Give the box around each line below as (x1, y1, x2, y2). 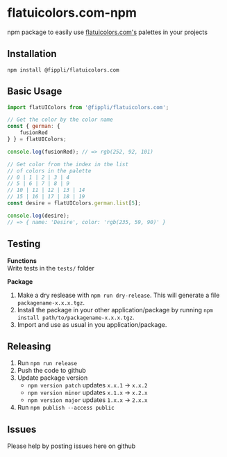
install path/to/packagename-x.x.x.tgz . (17, 313, 135, 321)
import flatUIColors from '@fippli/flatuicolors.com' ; (7, 104, 169, 111)
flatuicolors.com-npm (7, 5, 137, 21)
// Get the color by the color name (7, 116, 113, 123)
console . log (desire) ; (7, 212, 70, 219)
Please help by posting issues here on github (7, 442, 136, 450)
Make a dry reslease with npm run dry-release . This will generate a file (17, 291, 220, 299)
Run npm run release (17, 359, 78, 367)
